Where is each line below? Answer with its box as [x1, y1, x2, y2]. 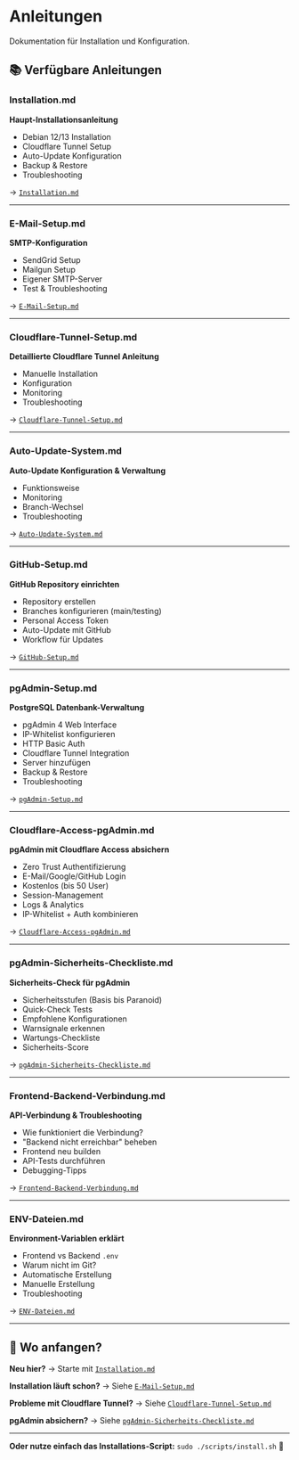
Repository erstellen [21, 595, 96, 607]
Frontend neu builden [21, 1146, 101, 1156]
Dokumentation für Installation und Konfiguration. [9, 36, 190, 46]
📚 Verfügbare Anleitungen [9, 62, 163, 78]
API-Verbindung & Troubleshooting [9, 1110, 142, 1120]
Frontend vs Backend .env [21, 1251, 118, 1261]
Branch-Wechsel [21, 501, 84, 512]
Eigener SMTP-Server [21, 274, 103, 284]
